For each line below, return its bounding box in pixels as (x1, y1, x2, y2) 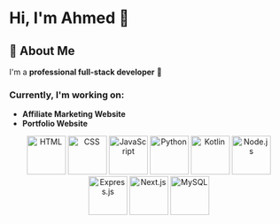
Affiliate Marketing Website (21, 109, 126, 120)
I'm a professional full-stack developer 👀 (9, 66, 162, 77)
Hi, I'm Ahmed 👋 (9, 8, 130, 28)
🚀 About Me (9, 43, 75, 58)
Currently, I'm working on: (9, 89, 125, 101)
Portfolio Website (21, 119, 89, 129)
